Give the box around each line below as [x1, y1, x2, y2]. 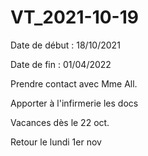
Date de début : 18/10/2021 [10, 39, 121, 51]
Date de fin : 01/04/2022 [10, 58, 112, 70]
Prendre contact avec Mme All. [10, 77, 138, 90]
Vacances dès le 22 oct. [10, 116, 110, 128]
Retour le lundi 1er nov [10, 136, 102, 148]
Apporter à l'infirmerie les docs [10, 97, 139, 109]
